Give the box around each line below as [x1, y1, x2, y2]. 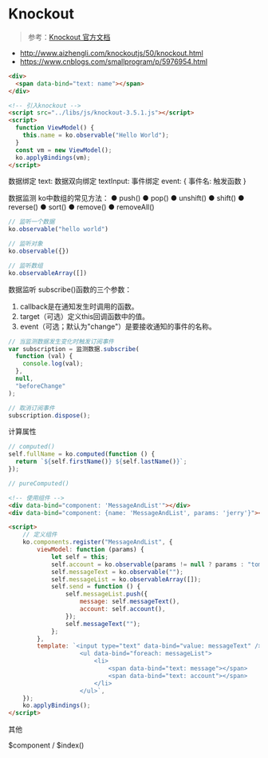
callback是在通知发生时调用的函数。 [19, 301, 139, 311]
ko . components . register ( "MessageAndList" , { [22, 538, 173, 546]
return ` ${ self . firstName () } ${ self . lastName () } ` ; [15, 457, 187, 466]
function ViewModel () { [15, 124, 94, 132]
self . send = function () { [50, 583, 141, 591]
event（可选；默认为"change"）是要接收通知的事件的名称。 [19, 321, 217, 331]
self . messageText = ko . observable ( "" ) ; [50, 568, 183, 576]
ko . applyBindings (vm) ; [15, 154, 91, 162]
